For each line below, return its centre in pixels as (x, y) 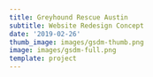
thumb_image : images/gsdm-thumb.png (76, 42)
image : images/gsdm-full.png (63, 50)
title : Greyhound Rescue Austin (69, 17)
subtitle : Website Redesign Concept (76, 26)
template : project (43, 58)
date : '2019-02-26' (45, 34)
